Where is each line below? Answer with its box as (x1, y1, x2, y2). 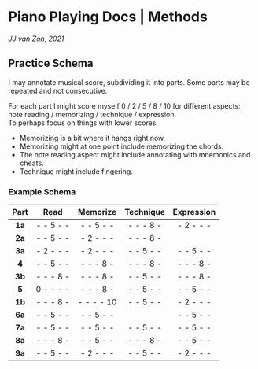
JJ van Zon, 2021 (8, 34, 64, 43)
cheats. (19, 158, 45, 168)
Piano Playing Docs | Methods (8, 8, 208, 26)
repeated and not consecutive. (8, 86, 108, 95)
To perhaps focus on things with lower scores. (8, 118, 159, 127)
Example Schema (8, 186, 76, 197)
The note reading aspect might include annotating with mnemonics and (19, 149, 251, 159)
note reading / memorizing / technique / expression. (8, 109, 177, 119)
